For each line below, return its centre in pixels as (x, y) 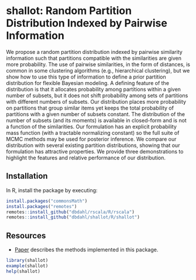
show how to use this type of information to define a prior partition (86, 77)
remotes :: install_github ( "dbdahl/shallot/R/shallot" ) (73, 217)
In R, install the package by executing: (52, 190)
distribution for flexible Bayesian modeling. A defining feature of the (88, 83)
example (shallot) (27, 266)
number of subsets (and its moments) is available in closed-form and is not (97, 120)
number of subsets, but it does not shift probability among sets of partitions (97, 95)
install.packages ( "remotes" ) (42, 206)
